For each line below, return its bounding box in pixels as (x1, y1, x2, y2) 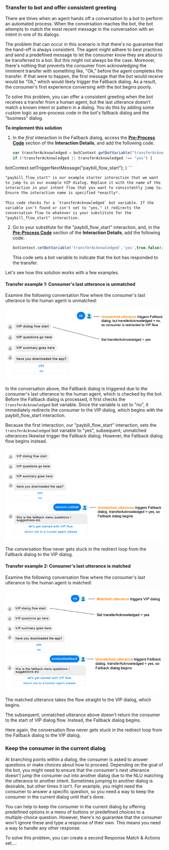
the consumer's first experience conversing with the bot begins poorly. (5, 84, 152, 90)
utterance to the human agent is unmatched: (5, 297, 97, 303)
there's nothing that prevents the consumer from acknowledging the (5, 62, 147, 69)
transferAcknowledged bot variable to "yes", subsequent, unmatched (5, 427, 147, 434)
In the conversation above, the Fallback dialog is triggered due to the (5, 385, 148, 392)
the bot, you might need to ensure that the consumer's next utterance (5, 767, 150, 773)
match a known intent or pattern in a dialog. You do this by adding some (5, 105, 154, 111)
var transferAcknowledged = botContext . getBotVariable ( (12, 150, 132, 156)
